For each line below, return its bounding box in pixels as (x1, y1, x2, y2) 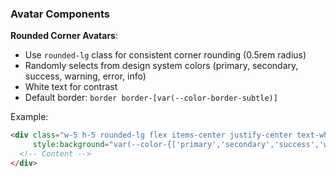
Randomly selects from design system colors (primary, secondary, (24, 60, 299, 72)
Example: (10, 111, 49, 123)
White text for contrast (24, 81, 118, 93)
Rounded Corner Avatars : (10, 30, 118, 42)
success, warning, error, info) (24, 70, 147, 82)
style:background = (32, 140, 110, 150)
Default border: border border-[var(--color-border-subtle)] (24, 92, 278, 104)
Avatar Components (10, 7, 110, 21)
